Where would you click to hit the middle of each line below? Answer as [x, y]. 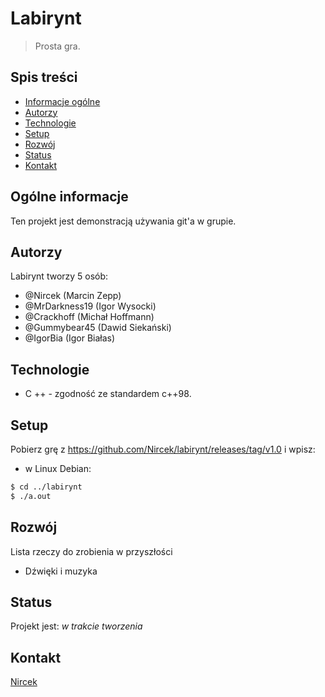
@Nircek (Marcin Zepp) [73, 296]
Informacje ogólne [62, 101]
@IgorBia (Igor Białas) [70, 338]
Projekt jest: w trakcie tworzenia [76, 626]
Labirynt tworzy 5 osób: [59, 276]
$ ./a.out [31, 496]
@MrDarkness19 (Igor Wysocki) [90, 306]
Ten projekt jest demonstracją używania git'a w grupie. [123, 221]
